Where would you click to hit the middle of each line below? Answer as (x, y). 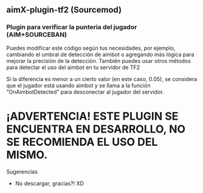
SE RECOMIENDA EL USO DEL (82, 142)
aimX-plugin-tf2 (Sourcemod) (64, 10)
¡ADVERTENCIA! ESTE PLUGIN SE (92, 116)
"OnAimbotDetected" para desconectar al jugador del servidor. (85, 92)
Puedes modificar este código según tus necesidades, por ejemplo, (91, 48)
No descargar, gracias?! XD (49, 183)
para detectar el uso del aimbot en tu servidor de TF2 (73, 67)
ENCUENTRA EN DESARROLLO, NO (96, 129)
